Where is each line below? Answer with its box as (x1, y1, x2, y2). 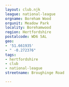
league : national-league (5, 12, 56, 17)
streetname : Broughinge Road (5, 70, 65, 75)
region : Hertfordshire (5, 30, 51, 35)
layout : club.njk (5, 7, 41, 12)
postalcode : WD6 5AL (5, 35, 47, 39)
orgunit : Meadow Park (5, 20, 49, 26)
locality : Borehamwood (5, 25, 51, 30)
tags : (5, 52, 16, 57)
